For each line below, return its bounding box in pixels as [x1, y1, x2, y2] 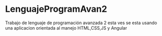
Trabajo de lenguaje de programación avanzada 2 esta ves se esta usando [5, 20, 158, 26]
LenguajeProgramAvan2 [5, 3, 108, 15]
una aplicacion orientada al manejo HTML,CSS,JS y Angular [5, 25, 127, 31]
